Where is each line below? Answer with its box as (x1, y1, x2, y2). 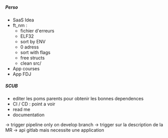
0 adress (20, 44, 39, 50)
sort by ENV (20, 38, 46, 44)
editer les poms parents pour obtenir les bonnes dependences (12, 95, 144, 101)
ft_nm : (12, 22, 27, 28)
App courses (12, 65, 40, 71)
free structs (20, 54, 45, 61)
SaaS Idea (12, 17, 34, 23)
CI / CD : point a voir (12, 101, 55, 107)
